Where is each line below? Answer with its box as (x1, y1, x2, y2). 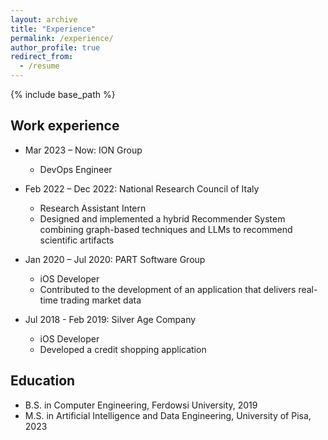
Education (10, 372, 76, 390)
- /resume (19, 61, 60, 71)
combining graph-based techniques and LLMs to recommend (39, 223, 293, 235)
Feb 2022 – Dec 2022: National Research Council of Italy (24, 182, 260, 195)
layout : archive (10, 14, 78, 25)
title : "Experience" (10, 24, 97, 34)
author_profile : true (10, 42, 101, 53)
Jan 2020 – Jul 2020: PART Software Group (24, 253, 206, 265)
